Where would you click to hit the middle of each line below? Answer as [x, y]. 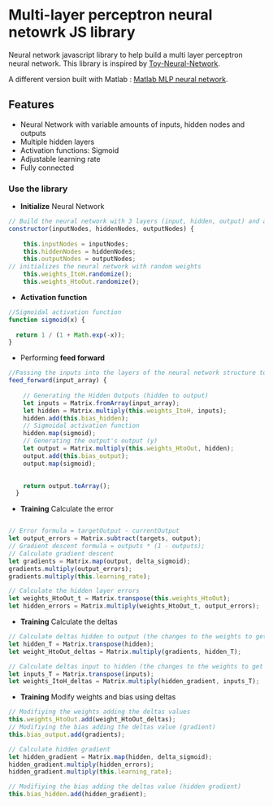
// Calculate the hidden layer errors [74, 591]
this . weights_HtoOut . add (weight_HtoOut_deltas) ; [92, 720]
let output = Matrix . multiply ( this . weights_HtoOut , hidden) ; [128, 449]
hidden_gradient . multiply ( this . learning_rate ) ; [91, 772]
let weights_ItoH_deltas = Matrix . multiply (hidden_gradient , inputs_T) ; [134, 682]
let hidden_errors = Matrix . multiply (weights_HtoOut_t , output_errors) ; [134, 606]
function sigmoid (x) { [47, 320]
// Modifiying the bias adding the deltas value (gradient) [113, 727]
